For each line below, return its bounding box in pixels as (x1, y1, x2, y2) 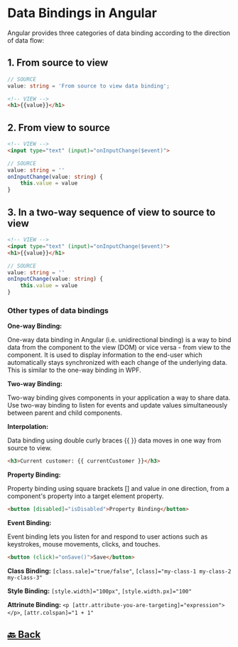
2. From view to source (7, 121, 110, 133)
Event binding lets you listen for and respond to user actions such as (7, 532, 208, 541)
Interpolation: (7, 423, 49, 431)
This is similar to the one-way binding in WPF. (7, 366, 141, 375)
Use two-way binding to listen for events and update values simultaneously (7, 401, 228, 410)
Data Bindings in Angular (7, 5, 158, 21)
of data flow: (7, 36, 45, 44)
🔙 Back (7, 628, 41, 641)
